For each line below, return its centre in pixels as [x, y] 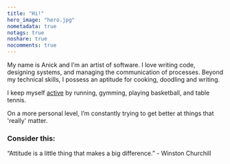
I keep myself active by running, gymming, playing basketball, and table [108, 93]
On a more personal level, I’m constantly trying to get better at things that [111, 113]
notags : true [26, 33]
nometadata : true [32, 26]
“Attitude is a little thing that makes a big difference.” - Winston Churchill [109, 153]
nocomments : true [32, 45]
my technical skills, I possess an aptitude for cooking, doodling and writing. [113, 79]
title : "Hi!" [26, 13]
